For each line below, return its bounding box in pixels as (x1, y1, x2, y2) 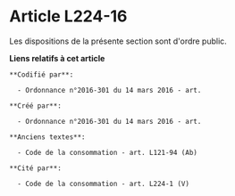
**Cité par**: (9, 163, 63, 173)
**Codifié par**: (9, 69, 74, 79)
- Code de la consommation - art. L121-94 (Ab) (17, 148, 198, 157)
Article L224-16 (9, 6, 128, 27)
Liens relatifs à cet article (9, 53, 105, 63)
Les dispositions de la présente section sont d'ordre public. (9, 36, 228, 46)
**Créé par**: (9, 101, 63, 110)
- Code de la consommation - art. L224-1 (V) (17, 179, 190, 188)
